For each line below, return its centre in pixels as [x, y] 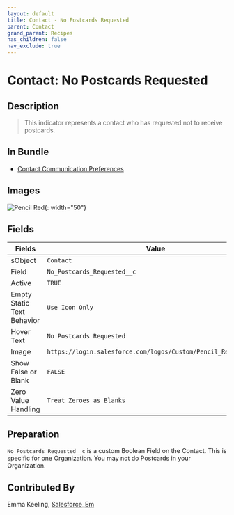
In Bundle [28, 152]
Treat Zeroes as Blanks [86, 401]
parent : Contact [31, 26]
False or [24, 372]
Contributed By [41, 488]
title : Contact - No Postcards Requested [68, 20]
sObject [24, 260]
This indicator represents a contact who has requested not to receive [123, 123]
